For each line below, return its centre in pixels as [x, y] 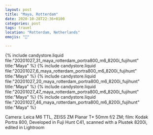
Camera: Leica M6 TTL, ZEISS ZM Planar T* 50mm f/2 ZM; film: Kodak [77, 117]
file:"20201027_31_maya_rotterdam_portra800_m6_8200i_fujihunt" [72, 60]
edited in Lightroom [25, 127]
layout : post [18, 10]
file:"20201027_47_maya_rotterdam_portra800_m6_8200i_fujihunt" [72, 92]
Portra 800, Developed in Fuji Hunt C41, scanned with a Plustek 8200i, [76, 122]
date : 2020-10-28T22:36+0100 [35, 19]
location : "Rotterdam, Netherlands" [43, 32]
